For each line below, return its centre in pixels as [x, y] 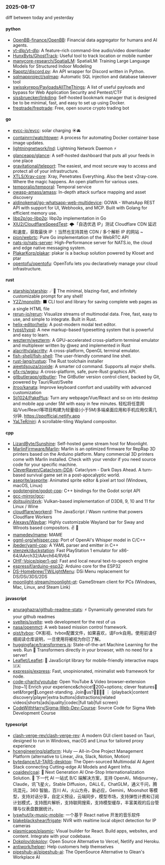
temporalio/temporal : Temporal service [52, 187]
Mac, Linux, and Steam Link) [41, 587]
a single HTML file [31, 308]
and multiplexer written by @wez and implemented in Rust [71, 345]
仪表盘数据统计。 [39, 808]
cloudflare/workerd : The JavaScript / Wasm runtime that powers [78, 512]
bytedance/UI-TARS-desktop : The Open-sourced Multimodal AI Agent [83, 762]
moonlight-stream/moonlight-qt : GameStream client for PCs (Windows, [84, 582]
